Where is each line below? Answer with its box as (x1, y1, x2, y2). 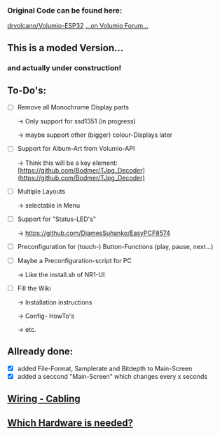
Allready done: (7, 346, 74, 358)
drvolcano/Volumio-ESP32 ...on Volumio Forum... (7, 22, 149, 30)
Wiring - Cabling (7, 393, 81, 405)
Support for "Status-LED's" (17, 215, 97, 223)
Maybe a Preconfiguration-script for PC (17, 256, 132, 265)
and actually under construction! (7, 62, 122, 72)
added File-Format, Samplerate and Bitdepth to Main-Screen (17, 364, 193, 373)
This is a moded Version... (7, 41, 124, 54)
